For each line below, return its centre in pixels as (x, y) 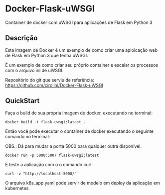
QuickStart (22, 101)
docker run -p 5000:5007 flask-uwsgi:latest (52, 155)
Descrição (21, 38)
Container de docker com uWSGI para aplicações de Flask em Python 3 (79, 22)
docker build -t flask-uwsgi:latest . (45, 122)
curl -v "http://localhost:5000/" (41, 174)
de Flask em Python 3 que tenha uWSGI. (47, 55)
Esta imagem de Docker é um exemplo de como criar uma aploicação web (82, 50)
